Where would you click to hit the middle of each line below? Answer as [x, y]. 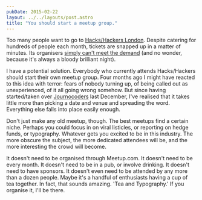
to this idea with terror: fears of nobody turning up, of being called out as [97, 84]
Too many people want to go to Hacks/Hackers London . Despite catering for [101, 40]
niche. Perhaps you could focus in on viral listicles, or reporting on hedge [97, 128]
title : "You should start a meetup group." [62, 23]
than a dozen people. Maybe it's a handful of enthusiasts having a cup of [97, 178]
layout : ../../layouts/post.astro [50, 17]
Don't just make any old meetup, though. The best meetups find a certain [97, 121]
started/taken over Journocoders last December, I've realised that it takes [98, 96]
